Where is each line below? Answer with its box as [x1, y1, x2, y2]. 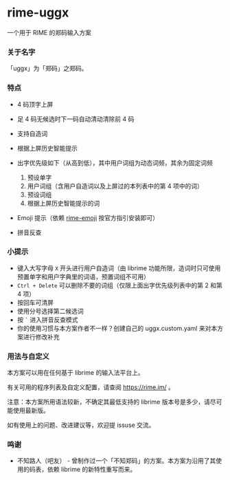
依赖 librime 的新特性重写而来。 [47, 466, 137, 474]
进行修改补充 [23, 332, 60, 341]
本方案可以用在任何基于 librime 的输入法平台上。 [7, 369, 144, 377]
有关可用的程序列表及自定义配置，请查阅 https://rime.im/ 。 [7, 383, 175, 391]
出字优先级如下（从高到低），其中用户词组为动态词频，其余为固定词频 [16, 158, 213, 166]
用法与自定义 [7, 351, 50, 361]
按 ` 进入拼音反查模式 [16, 315, 78, 324]
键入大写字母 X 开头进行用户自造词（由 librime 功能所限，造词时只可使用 [16, 263, 221, 272]
